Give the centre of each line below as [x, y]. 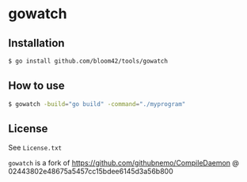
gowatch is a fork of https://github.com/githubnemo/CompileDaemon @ [124, 163]
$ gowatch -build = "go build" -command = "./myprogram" [97, 104]
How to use [36, 86]
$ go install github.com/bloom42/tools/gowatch [88, 61]
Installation [36, 43]
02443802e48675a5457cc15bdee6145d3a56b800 [91, 172]
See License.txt [35, 148]
